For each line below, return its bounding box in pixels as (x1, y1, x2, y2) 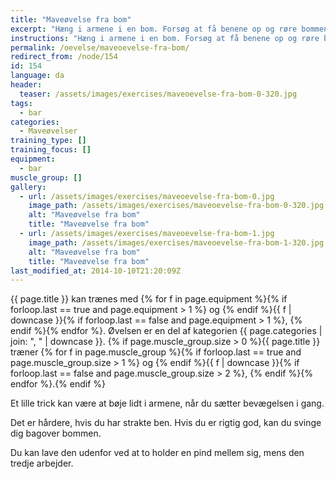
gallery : (10, 182, 47, 192)
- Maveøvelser (19, 126, 78, 136)
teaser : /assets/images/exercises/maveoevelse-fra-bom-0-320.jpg (19, 89, 298, 99)
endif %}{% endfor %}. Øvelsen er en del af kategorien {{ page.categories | (10, 325, 323, 337)
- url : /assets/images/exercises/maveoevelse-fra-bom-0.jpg (19, 191, 275, 201)
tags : (10, 98, 33, 108)
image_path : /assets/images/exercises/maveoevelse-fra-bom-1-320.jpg (28, 237, 325, 248)
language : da (10, 71, 65, 81)
